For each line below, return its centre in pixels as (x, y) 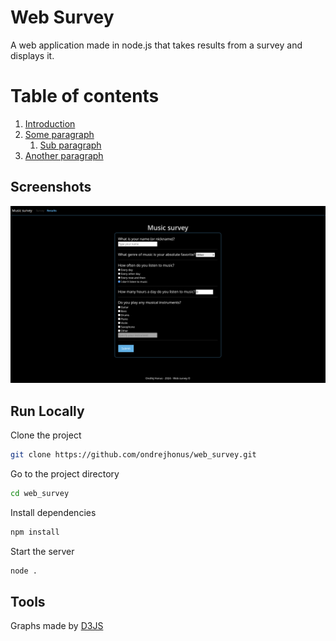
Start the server (42, 551)
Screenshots (51, 187)
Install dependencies (53, 512)
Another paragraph (64, 155)
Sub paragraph (70, 145)
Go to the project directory (65, 473)
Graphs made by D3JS (57, 626)
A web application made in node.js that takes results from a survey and (156, 45)
